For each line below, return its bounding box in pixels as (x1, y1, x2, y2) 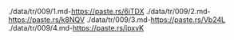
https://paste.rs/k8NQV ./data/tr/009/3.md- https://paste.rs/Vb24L (8, 15, 226, 24)
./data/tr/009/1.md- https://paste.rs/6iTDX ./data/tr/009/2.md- (8, 7, 211, 16)
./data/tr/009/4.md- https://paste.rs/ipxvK (8, 24, 145, 32)
